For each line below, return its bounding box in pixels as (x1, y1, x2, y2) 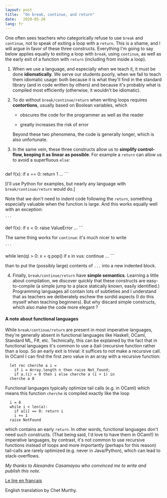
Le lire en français (5, 477, 42, 483)
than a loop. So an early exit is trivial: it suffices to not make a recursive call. (5, 348, 161, 354)
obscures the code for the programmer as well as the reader (19, 112, 144, 118)
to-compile (12, 283, 35, 289)
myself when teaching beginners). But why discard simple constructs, (12, 299, 156, 305)
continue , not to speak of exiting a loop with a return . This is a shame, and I (5, 41, 161, 47)
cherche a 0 (9, 376, 35, 381)
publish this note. (5, 468, 41, 474)
